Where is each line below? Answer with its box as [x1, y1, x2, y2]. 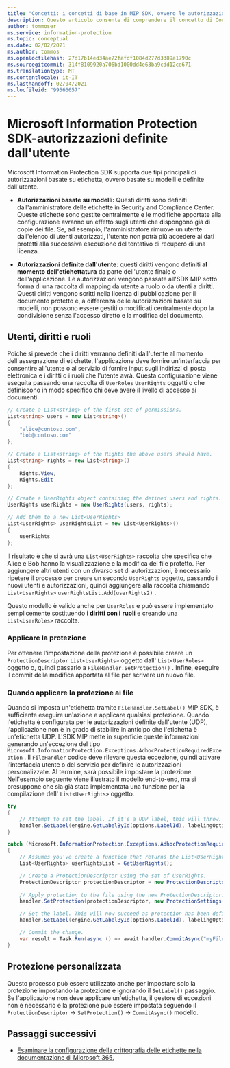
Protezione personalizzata [7, 961, 122, 973]
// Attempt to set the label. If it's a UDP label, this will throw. [19, 815, 222, 822]
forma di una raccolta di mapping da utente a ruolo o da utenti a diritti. [16, 282, 215, 290]
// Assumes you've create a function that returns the [19, 854, 179, 861]
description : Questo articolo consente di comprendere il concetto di [7, 16, 213, 23]
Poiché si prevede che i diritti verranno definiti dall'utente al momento [7, 349, 203, 358]
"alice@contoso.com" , [19, 426, 81, 432]
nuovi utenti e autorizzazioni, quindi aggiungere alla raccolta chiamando [7, 581, 210, 589]
